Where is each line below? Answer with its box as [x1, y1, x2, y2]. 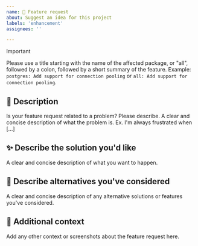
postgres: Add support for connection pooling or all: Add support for [6, 72, 188, 79]
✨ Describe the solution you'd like [6, 143, 136, 153]
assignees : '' [6, 25, 42, 32]
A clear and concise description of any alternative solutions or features [6, 192, 183, 200]
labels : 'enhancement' [6, 20, 63, 26]
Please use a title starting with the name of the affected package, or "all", [6, 59, 188, 67]
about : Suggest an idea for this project [6, 15, 112, 21]
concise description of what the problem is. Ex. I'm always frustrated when [6, 119, 193, 126]
